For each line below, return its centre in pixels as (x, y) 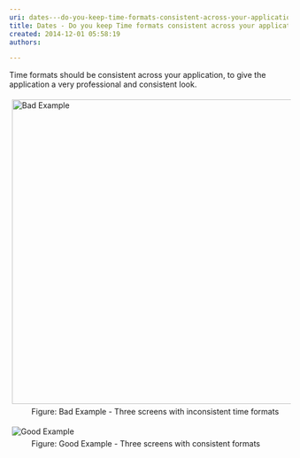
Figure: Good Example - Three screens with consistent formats (146, 444)
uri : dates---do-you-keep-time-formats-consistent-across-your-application (152, 17)
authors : (25, 42)
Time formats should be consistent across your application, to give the (138, 75)
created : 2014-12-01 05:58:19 (65, 34)
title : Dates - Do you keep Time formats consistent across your (132, 26)
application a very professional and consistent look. (103, 84)
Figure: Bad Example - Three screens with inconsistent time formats (155, 412)
